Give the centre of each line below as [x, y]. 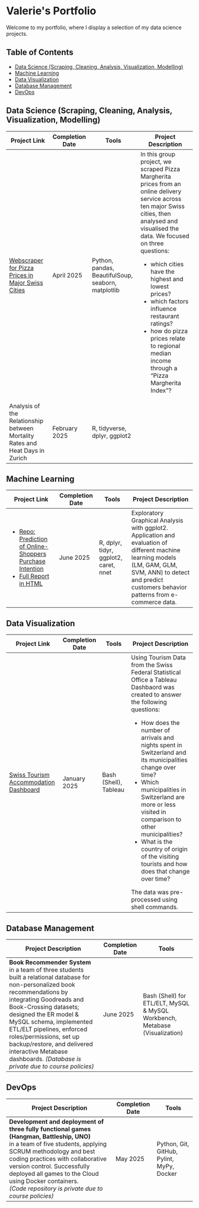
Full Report [34, 576]
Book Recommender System [50, 962]
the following [149, 702]
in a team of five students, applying [58, 1144]
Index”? [161, 390]
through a [164, 368]
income [161, 361]
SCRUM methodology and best [52, 1151]
